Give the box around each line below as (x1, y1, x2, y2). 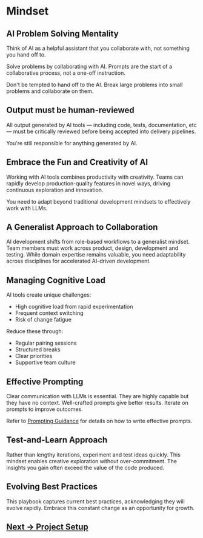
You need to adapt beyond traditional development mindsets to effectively (6, 198, 191, 205)
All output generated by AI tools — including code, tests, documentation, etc (6, 121, 197, 128)
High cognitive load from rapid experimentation (15, 303, 133, 311)
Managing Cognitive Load (6, 275, 106, 285)
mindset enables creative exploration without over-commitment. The (6, 457, 178, 464)
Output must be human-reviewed (6, 105, 135, 116)
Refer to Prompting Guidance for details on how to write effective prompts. (6, 418, 193, 425)
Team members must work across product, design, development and (6, 244, 179, 252)
